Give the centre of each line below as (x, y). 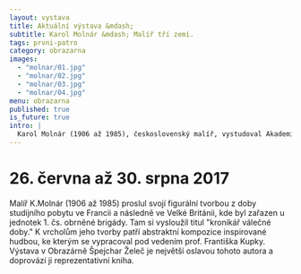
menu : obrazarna (39, 101)
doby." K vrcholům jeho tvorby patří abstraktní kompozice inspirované (138, 231)
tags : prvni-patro (43, 43)
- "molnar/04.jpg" (52, 92)
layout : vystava (39, 17)
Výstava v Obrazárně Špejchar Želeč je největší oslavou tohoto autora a (141, 251)
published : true (39, 109)
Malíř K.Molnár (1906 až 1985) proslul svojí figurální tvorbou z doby (133, 203)
